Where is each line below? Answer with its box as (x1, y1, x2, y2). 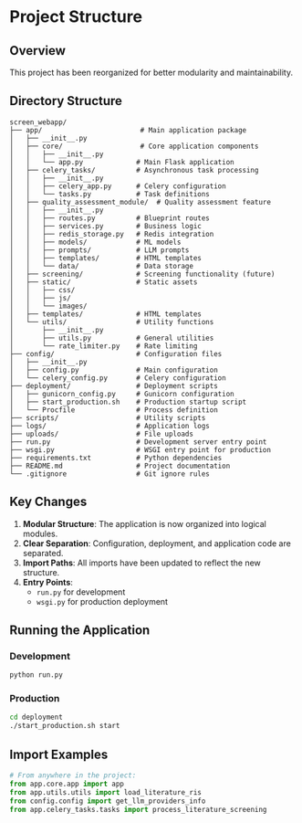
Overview (9, 43, 67, 58)
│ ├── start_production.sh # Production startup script (9, 397, 247, 406)
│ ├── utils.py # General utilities (9, 333, 214, 343)
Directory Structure (9, 93, 123, 109)
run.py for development (36, 586, 126, 597)
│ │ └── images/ (9, 301, 89, 311)
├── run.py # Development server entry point (9, 437, 267, 447)
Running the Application (9, 623, 151, 638)
